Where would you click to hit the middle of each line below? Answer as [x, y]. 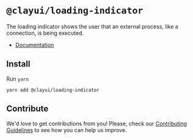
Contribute [27, 109]
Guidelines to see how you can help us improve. [67, 130]
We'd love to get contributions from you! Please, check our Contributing [97, 123]
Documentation [35, 45]
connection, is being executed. [45, 33]
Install [18, 64]
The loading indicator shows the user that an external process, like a [92, 26]
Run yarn [18, 79]
